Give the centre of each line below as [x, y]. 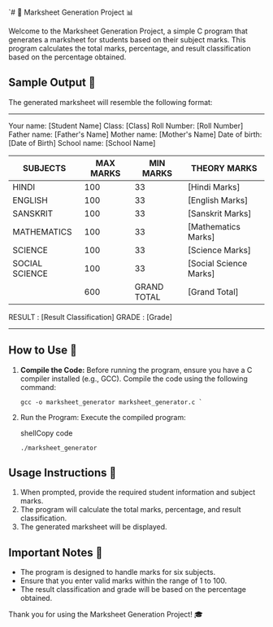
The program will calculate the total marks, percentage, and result [130, 510]
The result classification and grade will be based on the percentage [133, 590]
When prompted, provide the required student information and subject [138, 493]
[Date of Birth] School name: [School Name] [82, 142]
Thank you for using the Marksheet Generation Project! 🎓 [106, 615]
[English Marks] [218, 200]
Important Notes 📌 [56, 552]
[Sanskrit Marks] [220, 213]
